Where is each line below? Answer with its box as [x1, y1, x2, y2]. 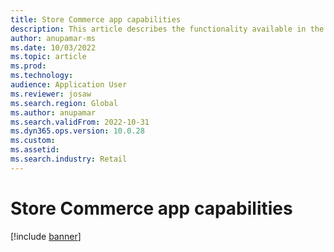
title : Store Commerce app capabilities [10, 14, 182, 25]
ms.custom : [10, 136, 56, 146]
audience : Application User [10, 80, 128, 90]
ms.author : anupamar [10, 107, 97, 118]
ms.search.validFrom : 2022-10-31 [10, 117, 150, 127]
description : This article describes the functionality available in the [10, 24, 325, 34]
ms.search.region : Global [10, 98, 118, 108]
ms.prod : [10, 61, 47, 71]
